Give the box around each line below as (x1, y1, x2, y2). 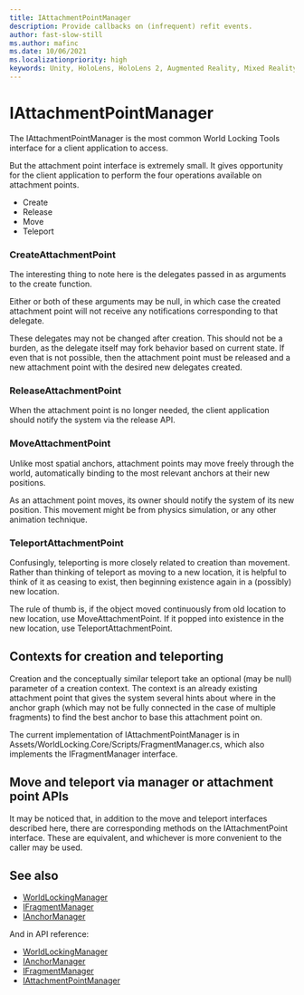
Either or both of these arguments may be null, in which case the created (9, 296, 281, 307)
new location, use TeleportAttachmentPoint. (9, 623, 173, 633)
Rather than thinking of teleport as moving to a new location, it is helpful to (9, 567, 287, 577)
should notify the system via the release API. (9, 414, 176, 426)
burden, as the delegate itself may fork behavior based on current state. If (9, 343, 285, 353)
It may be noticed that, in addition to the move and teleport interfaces (9, 813, 268, 824)
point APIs (9, 789, 70, 805)
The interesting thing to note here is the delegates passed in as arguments (9, 269, 287, 280)
